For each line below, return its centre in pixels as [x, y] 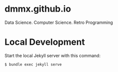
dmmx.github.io [38, 9]
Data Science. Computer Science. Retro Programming [59, 22]
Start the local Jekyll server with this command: [53, 55]
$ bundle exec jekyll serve [33, 64]
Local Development [45, 42]
